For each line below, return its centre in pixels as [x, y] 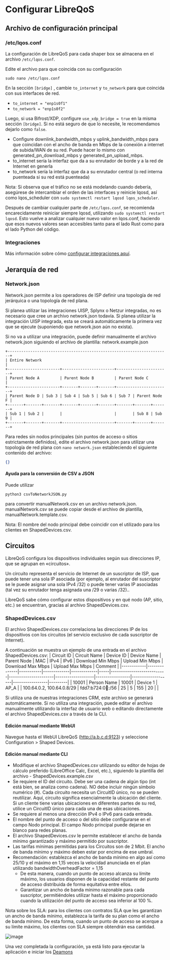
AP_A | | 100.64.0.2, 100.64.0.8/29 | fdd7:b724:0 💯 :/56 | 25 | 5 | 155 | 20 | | [82, 688]
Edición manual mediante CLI [37, 754]
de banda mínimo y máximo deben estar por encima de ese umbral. [83, 852]
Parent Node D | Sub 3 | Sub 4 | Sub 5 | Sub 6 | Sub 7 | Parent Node [86, 396]
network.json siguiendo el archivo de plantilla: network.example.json [77, 342]
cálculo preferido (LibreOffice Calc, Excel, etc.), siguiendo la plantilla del [88, 771]
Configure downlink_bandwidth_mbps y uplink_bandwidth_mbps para [86, 139]
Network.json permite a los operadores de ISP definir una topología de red [83, 295]
